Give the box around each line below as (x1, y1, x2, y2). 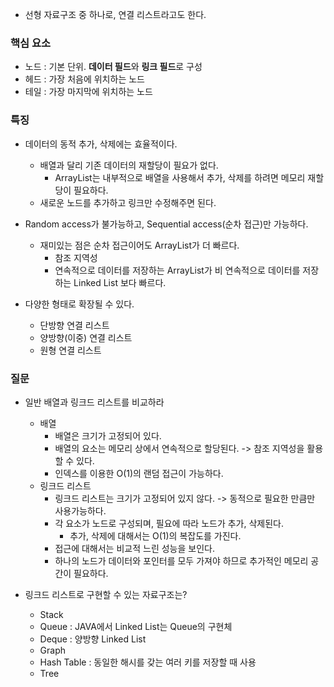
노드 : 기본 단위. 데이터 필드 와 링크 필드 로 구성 (24, 61, 203, 73)
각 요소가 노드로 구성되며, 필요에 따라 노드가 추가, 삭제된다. (54, 517, 284, 529)
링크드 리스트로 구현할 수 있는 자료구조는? (24, 588, 188, 600)
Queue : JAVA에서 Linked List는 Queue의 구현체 (39, 620, 233, 632)
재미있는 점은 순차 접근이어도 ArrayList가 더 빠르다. (39, 239, 240, 251)
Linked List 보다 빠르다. (73, 276, 167, 288)
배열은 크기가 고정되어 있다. (54, 429, 162, 442)
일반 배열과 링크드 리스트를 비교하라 (24, 396, 165, 408)
